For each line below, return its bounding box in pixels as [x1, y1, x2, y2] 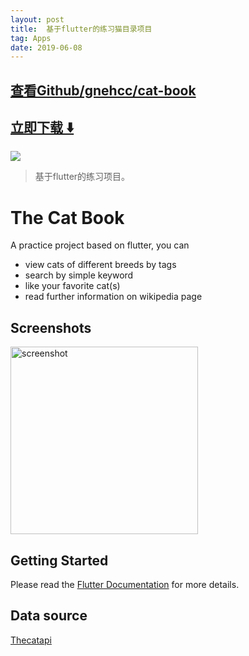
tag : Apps [10, 33, 52, 43]
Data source [10, 607, 88, 625]
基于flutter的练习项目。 [34, 171, 131, 183]
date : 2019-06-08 [10, 42, 83, 53]
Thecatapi [10, 634, 52, 646]
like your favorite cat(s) [24, 280, 121, 292]
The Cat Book [10, 206, 125, 229]
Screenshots [10, 319, 92, 336]
